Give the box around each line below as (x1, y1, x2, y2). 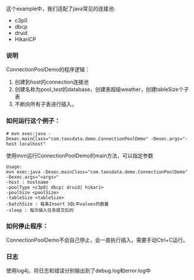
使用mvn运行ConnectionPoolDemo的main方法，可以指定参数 (6, 152, 153, 159)
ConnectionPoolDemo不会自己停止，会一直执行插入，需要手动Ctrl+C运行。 (6, 236, 189, 243)
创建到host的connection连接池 (14, 78, 89, 85)
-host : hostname (6, 179, 49, 185)
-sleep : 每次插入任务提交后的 (6, 207, 74, 213)
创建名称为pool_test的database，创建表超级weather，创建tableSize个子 (14, 86, 189, 93)
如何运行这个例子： (6, 117, 61, 125)
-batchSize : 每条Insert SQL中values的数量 (6, 201, 109, 207)
